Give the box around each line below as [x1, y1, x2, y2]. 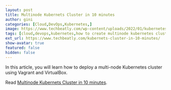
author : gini [5, 17, 33, 22]
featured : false [5, 45, 40, 50]
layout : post [5, 7, 33, 13]
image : [5, 26, 19, 32]
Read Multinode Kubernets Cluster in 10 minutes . [5, 79, 108, 85]
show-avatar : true [5, 41, 44, 46]
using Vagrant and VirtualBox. [5, 69, 68, 75]
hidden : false [5, 50, 36, 55]
